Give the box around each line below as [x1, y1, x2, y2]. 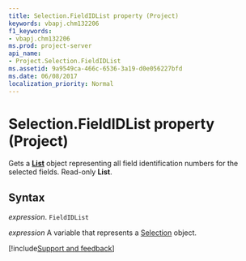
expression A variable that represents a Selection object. [8, 228, 197, 237]
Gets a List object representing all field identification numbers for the [8, 159, 239, 169]
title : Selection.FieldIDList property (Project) [8, 11, 180, 20]
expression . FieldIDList [8, 212, 89, 222]
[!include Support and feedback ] [8, 244, 115, 254]
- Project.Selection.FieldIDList [8, 58, 121, 66]
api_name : [8, 49, 42, 58]
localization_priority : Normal [8, 79, 114, 88]
